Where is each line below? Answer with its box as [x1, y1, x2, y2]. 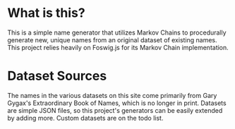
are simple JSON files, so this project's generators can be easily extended [7, 106, 223, 114]
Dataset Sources [7, 68, 107, 84]
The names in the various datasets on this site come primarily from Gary [7, 91, 217, 99]
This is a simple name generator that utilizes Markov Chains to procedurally [7, 28, 227, 37]
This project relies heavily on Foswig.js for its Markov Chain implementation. [7, 43, 229, 51]
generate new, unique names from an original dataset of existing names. [7, 35, 217, 44]
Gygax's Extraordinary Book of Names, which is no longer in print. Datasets [7, 99, 227, 107]
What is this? [7, 5, 86, 21]
